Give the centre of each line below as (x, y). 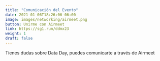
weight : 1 (16, 34)
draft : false (19, 39)
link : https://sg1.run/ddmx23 (37, 29)
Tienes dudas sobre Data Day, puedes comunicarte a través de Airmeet (80, 53)
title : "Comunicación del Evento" (42, 10)
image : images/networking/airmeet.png (46, 19)
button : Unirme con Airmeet (35, 24)
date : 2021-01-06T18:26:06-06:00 (41, 15)
